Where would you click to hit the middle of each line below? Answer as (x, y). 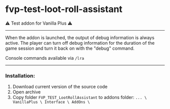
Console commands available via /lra (45, 58)
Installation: (20, 75)
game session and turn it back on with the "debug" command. (70, 48)
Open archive (27, 92)
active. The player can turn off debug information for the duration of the (80, 43)
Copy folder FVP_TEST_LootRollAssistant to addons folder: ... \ (80, 97)
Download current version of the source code (60, 87)
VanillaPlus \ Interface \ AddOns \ (51, 102)
